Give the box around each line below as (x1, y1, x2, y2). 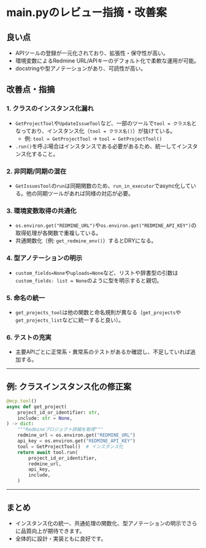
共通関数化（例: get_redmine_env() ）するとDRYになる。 (15, 237, 157, 244)
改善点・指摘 (6, 84, 55, 95)
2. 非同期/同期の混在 (6, 167, 67, 176)
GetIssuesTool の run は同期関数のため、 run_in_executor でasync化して (15, 182, 191, 189)
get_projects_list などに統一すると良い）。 (15, 316, 124, 323)
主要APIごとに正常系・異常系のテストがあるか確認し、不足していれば (15, 348, 191, 356)
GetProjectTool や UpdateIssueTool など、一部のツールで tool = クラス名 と (15, 119, 197, 126)
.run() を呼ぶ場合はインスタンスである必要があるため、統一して (15, 142, 177, 150)
